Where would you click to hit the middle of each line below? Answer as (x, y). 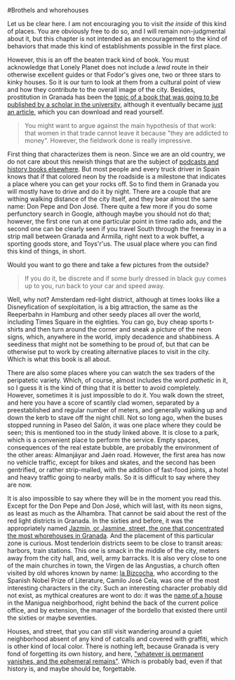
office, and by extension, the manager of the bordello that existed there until (117, 610)
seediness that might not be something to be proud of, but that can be (108, 344)
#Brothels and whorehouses (48, 10)
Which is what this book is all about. (59, 359)
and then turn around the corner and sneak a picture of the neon (118, 329)
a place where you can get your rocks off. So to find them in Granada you (113, 184)
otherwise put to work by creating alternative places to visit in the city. (109, 352)
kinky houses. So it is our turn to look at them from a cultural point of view (114, 82)
